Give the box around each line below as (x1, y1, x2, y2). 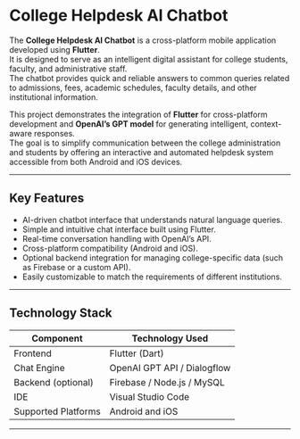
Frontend (13, 347, 52, 360)
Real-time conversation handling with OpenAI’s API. (21, 233, 212, 244)
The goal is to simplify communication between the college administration (9, 137, 281, 148)
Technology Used (131, 332, 209, 344)
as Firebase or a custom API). (21, 261, 131, 272)
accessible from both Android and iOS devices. (9, 156, 183, 167)
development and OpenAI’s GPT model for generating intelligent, (9, 118, 249, 129)
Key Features (9, 191, 85, 206)
